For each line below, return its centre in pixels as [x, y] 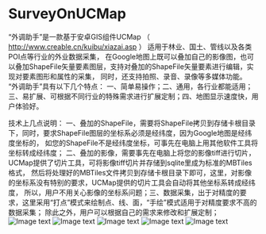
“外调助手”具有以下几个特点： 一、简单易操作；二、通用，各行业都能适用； [131, 86]
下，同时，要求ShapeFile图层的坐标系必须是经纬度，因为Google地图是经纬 [130, 132]
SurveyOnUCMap [67, 14]
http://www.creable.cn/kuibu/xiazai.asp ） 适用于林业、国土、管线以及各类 [130, 46]
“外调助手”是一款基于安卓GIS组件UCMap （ [79, 36]
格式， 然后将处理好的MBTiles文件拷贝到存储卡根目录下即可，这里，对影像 [130, 172]
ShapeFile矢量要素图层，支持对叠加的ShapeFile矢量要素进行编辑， [138, 66]
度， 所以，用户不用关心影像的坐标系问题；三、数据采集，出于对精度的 [124, 192]
